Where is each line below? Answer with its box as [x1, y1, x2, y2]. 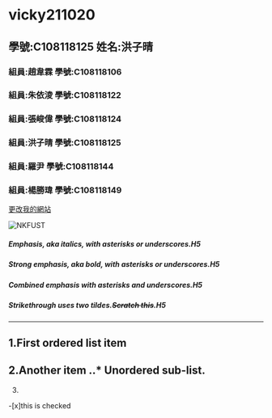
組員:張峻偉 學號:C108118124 [8, 113, 122, 125]
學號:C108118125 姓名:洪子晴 [8, 40, 154, 53]
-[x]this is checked [8, 400, 71, 410]
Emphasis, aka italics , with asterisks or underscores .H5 [8, 239, 201, 249]
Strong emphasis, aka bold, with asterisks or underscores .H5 [8, 260, 220, 269]
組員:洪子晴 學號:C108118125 [8, 137, 121, 149]
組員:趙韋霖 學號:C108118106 [8, 66, 122, 78]
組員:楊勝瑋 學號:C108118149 [8, 184, 122, 196]
